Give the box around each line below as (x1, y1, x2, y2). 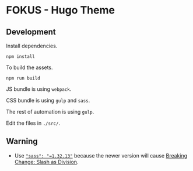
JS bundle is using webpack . (6, 85, 72, 93)
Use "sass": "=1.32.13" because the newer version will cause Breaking (14, 152, 188, 159)
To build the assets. (6, 64, 54, 71)
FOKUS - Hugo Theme (6, 4, 115, 17)
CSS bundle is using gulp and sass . (6, 97, 90, 104)
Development (6, 27, 57, 37)
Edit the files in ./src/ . (6, 119, 60, 126)
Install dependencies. (6, 42, 58, 49)
